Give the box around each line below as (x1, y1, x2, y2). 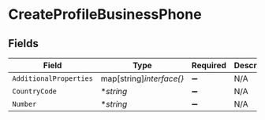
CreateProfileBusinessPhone (8, 5, 203, 24)
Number (12, 100, 37, 108)
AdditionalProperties (12, 75, 93, 83)
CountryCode (12, 87, 58, 96)
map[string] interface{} (100, 73, 185, 84)
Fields (8, 37, 39, 50)
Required (192, 60, 227, 71)
